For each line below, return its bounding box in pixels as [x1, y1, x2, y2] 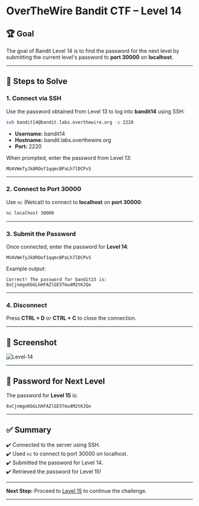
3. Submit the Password [6, 230, 76, 238]
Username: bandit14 [14, 130, 65, 137]
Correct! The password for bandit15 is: [6, 276, 108, 283]
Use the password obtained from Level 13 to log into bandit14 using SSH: [6, 108, 185, 115]
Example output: [6, 265, 46, 272]
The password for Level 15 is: [6, 391, 78, 399]
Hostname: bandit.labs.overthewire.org [14, 136, 111, 143]
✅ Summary [6, 425, 52, 435]
